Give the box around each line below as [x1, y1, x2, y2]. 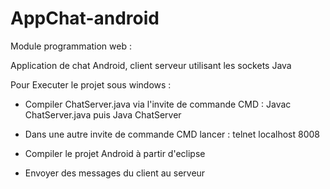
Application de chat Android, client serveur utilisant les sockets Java [10, 59, 292, 71]
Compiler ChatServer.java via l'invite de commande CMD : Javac [24, 98, 292, 110]
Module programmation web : [10, 40, 132, 52]
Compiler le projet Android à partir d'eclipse [24, 147, 206, 159]
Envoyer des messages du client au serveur [24, 167, 206, 179]
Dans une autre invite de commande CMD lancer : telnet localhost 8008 [24, 128, 320, 140]
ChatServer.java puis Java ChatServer [24, 108, 182, 121]
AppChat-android [10, 7, 160, 30]
